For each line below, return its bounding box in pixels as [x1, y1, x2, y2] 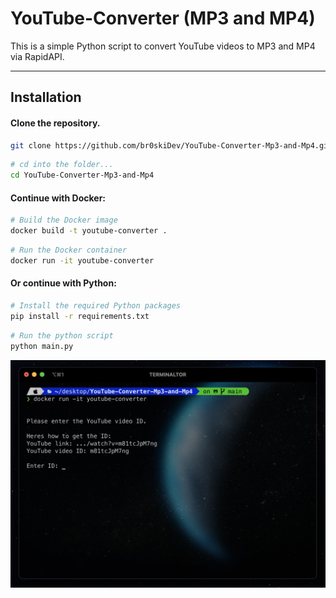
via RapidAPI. [10, 50, 65, 62]
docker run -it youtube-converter [10, 255, 155, 266]
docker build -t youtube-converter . [10, 226, 168, 236]
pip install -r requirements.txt [10, 311, 150, 321]
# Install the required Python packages [10, 301, 182, 311]
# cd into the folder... [10, 160, 114, 170]
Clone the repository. [10, 117, 101, 129]
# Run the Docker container [10, 245, 128, 256]
